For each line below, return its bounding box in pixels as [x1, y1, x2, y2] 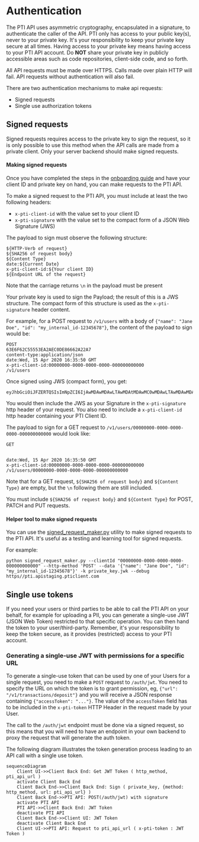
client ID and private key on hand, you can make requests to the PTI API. [6, 181, 182, 188]
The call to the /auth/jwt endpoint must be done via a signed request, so [6, 722, 184, 729]
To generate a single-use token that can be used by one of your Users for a [6, 673, 191, 680]
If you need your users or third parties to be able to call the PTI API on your [6, 605, 189, 612]
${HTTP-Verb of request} [6, 245, 68, 251]
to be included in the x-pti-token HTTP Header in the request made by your [6, 704, 192, 711]
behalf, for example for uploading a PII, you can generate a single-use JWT [6, 612, 190, 619]
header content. [31, 306, 70, 313]
